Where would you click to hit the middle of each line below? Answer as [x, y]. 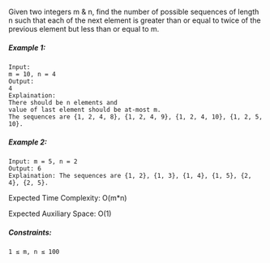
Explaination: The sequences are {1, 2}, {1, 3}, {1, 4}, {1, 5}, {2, [130, 175]
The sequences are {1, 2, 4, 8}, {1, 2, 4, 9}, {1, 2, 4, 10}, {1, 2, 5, [136, 117]
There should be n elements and [63, 102]
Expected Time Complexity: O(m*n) [68, 197]
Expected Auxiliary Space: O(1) [60, 213]
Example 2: [28, 142]
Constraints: [30, 232]
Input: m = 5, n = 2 [43, 162]
